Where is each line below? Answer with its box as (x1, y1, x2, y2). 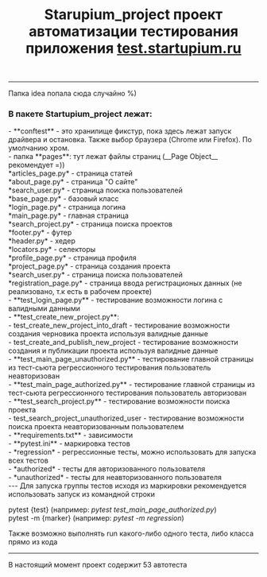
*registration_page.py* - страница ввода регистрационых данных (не (8, 278, 242, 288)
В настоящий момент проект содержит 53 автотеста (8, 560, 188, 570)
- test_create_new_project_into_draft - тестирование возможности (8, 320, 230, 331)
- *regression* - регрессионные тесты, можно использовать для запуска (8, 447, 257, 457)
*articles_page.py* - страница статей (8, 168, 133, 178)
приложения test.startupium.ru (25, 40, 242, 57)
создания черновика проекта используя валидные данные (8, 329, 209, 339)
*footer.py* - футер (8, 228, 72, 238)
